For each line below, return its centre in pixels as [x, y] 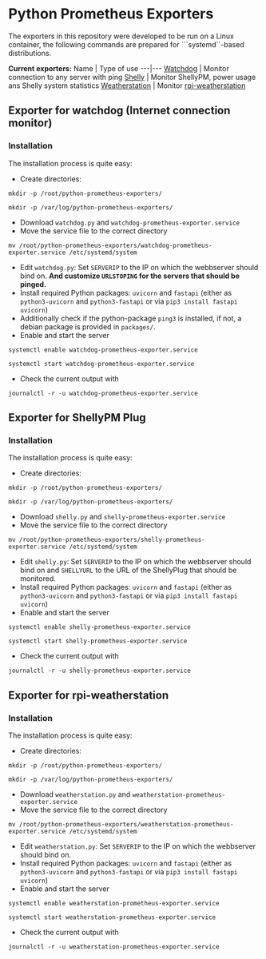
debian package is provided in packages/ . [87, 326]
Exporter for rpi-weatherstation [89, 695]
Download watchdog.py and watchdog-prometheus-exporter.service [130, 222]
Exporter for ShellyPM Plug [77, 418]
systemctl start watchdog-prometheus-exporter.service [101, 364]
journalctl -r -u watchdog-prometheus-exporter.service [103, 393]
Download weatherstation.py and [75, 794]
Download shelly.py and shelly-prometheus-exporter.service [123, 517]
